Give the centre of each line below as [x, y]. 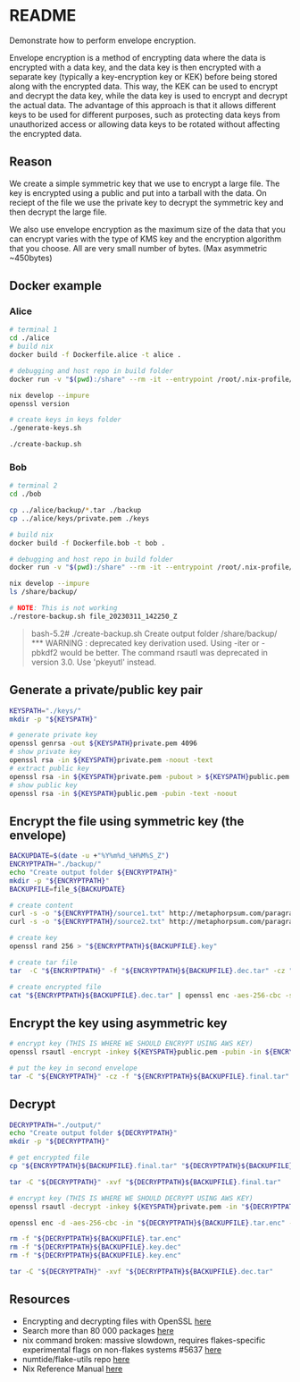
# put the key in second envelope [74, 1068]
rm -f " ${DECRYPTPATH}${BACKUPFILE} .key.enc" [95, 1256]
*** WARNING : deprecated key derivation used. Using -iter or [145, 643]
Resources [40, 1299]
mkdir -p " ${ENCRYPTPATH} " [59, 881]
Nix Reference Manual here [72, 1369]
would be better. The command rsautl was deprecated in [163, 652]
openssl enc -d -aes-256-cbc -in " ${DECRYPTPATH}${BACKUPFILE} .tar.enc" [147, 1223]
